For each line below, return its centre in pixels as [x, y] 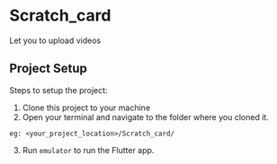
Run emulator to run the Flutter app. [88, 150]
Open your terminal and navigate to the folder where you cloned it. [146, 117]
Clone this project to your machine [86, 108]
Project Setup [49, 69]
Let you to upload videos [55, 40]
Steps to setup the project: [58, 90]
